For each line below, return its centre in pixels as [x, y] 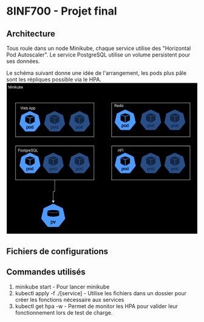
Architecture [31, 34]
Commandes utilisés [46, 272]
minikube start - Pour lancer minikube [62, 287]
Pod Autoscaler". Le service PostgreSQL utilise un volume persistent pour [98, 55]
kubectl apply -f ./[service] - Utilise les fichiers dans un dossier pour [101, 293]
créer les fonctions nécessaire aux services [70, 299]
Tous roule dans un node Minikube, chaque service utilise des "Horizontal [99, 48]
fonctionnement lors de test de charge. [64, 312]
